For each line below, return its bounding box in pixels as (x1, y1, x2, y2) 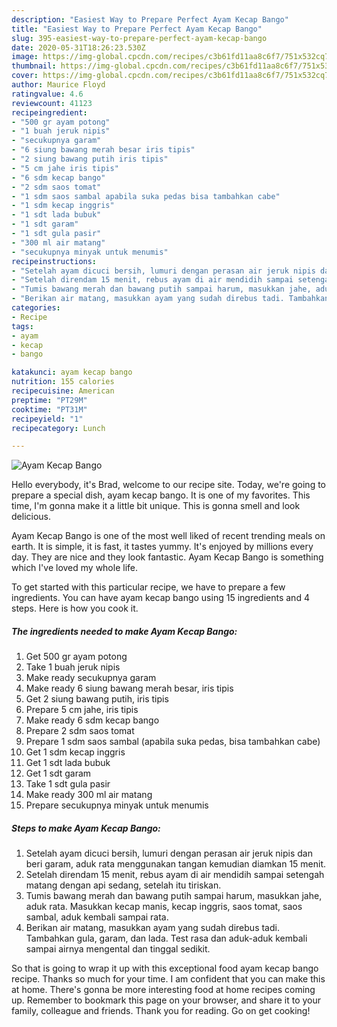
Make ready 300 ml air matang (25, 789, 153, 801)
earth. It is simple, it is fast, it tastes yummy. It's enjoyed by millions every (11, 541, 314, 553)
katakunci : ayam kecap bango (11, 367, 133, 378)
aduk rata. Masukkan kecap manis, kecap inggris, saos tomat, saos (25, 901, 303, 913)
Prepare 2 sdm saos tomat (25, 725, 135, 737)
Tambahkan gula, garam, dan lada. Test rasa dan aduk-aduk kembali (25, 932, 308, 945)
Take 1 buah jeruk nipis (25, 661, 121, 673)
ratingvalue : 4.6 (11, 89, 84, 99)
